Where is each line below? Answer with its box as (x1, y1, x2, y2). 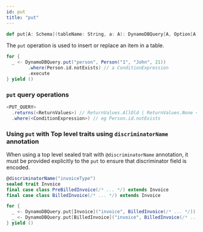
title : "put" (6, 14, 39, 21)
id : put (6, 8, 26, 15)
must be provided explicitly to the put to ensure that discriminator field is (6, 157, 187, 164)
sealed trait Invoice (6, 181, 61, 187)
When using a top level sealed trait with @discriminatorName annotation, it (6, 150, 188, 158)
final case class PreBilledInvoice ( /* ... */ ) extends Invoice (6, 187, 169, 193)
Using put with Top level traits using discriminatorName (6, 129, 169, 138)
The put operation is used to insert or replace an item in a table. (6, 42, 164, 49)
